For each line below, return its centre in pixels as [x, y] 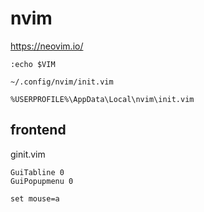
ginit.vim [28, 154]
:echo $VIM [33, 64]
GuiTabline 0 [37, 172]
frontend [38, 130]
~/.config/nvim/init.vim [62, 82]
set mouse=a [35, 198]
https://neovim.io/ [47, 46]
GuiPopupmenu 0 [42, 181]
